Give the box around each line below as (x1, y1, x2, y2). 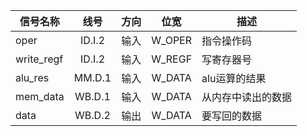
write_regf (15, 52, 64, 66)
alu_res (15, 71, 50, 84)
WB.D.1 (74, 90, 111, 103)
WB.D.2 (74, 109, 111, 122)
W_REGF (151, 52, 193, 66)
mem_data (15, 90, 65, 103)
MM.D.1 (73, 71, 112, 84)
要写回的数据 (201, 109, 263, 123)
